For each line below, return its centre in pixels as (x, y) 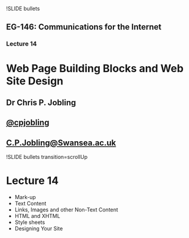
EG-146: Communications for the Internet (84, 27)
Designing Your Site (39, 229)
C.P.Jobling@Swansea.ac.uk (61, 143)
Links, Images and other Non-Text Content (66, 210)
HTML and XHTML (37, 216)
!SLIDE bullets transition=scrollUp (47, 157)
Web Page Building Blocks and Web (95, 68)
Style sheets (30, 222)
